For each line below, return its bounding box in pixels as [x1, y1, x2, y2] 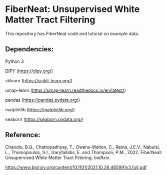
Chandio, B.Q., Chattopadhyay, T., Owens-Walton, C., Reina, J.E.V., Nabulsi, [5, 144, 160, 150]
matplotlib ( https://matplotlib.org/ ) [5, 106, 75, 113]
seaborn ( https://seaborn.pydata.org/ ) [5, 116, 84, 122]
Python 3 [5, 58, 24, 64]
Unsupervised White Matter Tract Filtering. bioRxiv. [5, 155, 110, 161]
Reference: [5, 131, 40, 139]
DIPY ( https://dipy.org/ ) [5, 68, 53, 74]
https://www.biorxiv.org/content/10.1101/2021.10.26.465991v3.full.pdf [5, 164, 147, 170]
